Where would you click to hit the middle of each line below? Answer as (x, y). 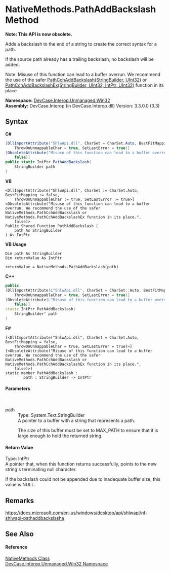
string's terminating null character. (41, 470)
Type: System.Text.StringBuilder (51, 415)
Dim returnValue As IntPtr (34, 258)
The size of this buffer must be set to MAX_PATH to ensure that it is (88, 431)
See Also (19, 534)
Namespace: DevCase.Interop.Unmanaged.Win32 (58, 100)
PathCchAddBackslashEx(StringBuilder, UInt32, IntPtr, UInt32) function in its (84, 85)
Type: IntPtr (17, 459)
